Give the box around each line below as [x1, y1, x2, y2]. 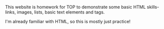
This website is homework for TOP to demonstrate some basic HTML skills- [5, 4, 160, 10]
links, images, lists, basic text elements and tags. [5, 9, 105, 15]
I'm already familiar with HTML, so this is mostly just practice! [5, 19, 131, 24]
